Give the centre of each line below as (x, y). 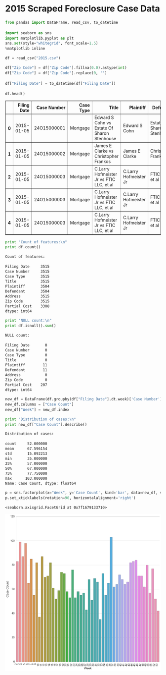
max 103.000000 (26, 479)
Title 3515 (27, 281)
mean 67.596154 (26, 449)
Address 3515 (27, 296)
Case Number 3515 (27, 272)
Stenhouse (105, 139)
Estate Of (104, 128)
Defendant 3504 (27, 291)
